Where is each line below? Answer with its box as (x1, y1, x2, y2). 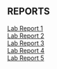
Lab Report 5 (7, 54, 44, 62)
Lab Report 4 (7, 46, 45, 54)
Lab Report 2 (7, 31, 44, 40)
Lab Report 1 (7, 24, 43, 32)
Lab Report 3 (7, 38, 44, 47)
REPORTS (7, 6, 50, 17)
